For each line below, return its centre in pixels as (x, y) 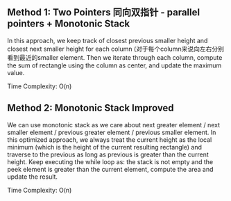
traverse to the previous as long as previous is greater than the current (108, 154)
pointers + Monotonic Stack (69, 24)
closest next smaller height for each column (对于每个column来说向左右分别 (115, 49)
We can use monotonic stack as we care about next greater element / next (114, 124)
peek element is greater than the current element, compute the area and (110, 169)
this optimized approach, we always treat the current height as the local (110, 139)
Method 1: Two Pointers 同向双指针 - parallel (103, 13)
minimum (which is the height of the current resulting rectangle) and (105, 147)
